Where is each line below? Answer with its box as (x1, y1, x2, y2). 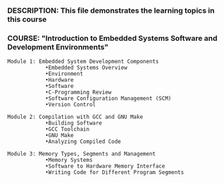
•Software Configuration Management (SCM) (44, 95, 172, 102)
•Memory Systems (44, 157, 93, 164)
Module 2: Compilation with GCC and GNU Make (7, 113, 143, 121)
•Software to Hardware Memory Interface (44, 163, 166, 170)
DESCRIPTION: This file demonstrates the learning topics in (7, 6, 215, 15)
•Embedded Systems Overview (44, 64, 128, 72)
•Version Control (44, 101, 97, 108)
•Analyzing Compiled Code (44, 138, 121, 146)
